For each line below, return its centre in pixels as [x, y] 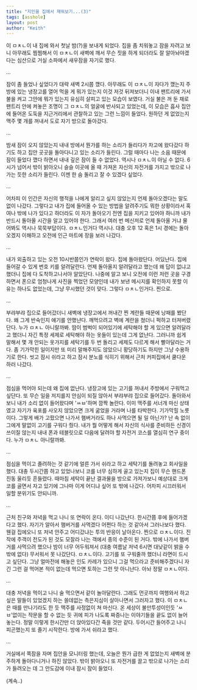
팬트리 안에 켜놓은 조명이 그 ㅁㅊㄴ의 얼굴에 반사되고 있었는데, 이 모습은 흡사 [93, 106]
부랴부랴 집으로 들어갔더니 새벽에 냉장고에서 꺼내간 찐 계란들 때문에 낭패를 [91, 313]
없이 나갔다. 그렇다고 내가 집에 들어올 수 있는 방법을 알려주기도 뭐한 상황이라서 [96, 206]
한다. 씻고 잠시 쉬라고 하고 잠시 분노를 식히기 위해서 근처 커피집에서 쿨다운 [101, 357]
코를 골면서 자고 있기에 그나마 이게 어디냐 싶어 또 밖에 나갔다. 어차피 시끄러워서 [96, 486]
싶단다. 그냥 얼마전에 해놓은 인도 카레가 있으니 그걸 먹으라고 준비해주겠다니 [98, 561]
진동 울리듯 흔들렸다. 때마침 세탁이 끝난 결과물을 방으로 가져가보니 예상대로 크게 [97, 479]
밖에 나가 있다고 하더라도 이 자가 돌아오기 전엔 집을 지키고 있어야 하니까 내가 [104, 213]
